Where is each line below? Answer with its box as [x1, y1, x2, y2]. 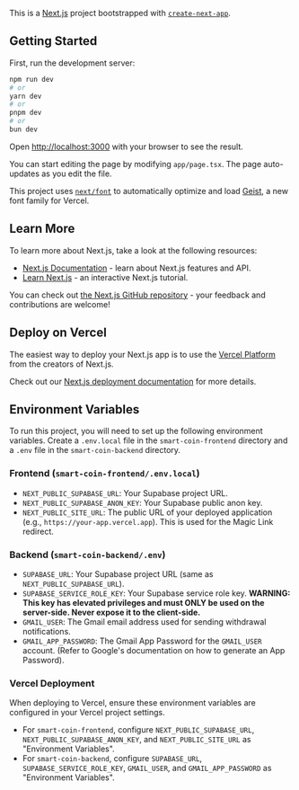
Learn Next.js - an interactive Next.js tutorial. [22, 271, 189, 282]
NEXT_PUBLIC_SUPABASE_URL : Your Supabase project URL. [22, 487, 229, 498]
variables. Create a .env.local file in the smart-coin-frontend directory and [9, 435, 288, 446]
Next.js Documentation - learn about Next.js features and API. [22, 262, 251, 273]
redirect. [22, 526, 54, 537]
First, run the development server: [9, 58, 136, 68]
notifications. [22, 626, 72, 636]
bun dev [9, 125, 39, 134]
